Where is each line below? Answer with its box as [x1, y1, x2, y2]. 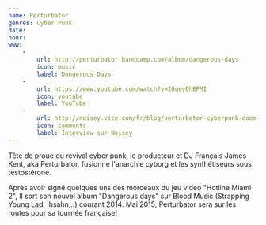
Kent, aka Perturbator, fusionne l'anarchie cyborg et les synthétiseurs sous [8, 159, 252, 168]
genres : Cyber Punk [8, 19, 73, 27]
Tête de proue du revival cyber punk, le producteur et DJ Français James [8, 151, 247, 160]
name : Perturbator [8, 11, 69, 20]
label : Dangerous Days [36, 70, 112, 78]
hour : [8, 33, 26, 42]
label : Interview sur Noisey [36, 129, 133, 137]
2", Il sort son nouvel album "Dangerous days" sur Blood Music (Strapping [8, 191, 250, 201]
